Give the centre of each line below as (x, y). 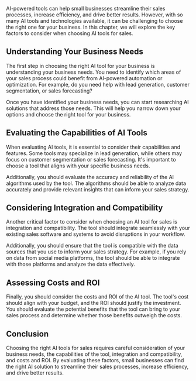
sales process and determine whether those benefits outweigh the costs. (94, 315)
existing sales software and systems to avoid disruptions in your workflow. (96, 234)
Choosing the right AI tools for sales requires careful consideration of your (96, 348)
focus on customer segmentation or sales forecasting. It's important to (91, 159)
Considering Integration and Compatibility (85, 208)
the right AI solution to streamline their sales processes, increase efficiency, (97, 367)
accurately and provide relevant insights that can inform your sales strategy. (98, 189)
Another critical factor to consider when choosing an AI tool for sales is (92, 222)
